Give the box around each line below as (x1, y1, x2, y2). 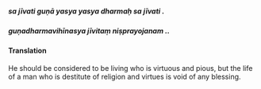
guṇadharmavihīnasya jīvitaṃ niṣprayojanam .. (8, 26, 171, 35)
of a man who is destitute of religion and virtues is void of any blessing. (8, 72, 241, 81)
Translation (8, 46, 47, 55)
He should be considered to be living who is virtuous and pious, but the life (8, 63, 253, 72)
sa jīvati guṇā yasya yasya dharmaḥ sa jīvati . (8, 6, 165, 16)
